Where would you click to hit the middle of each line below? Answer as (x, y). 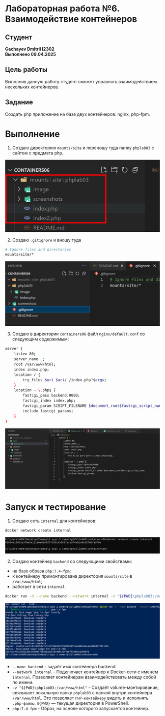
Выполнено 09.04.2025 (31, 54)
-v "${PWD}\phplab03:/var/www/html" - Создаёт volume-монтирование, (85, 687)
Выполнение (32, 134)
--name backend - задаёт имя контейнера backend (64, 667)
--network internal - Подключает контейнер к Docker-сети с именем (85, 672)
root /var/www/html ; (35, 365)
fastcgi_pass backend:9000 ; (51, 396)
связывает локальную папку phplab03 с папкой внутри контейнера (82, 693)
